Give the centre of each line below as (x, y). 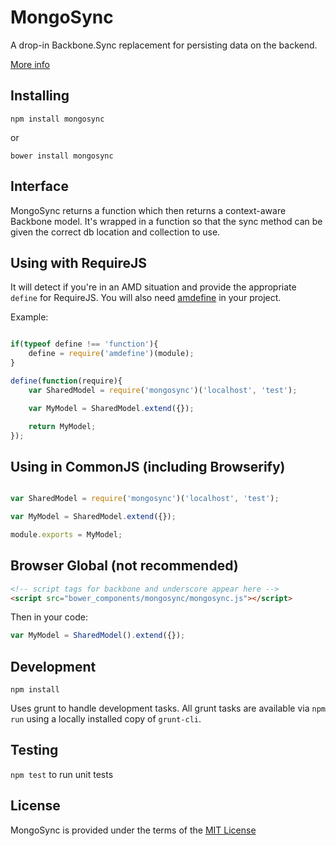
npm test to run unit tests (62, 774)
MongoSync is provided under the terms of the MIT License (133, 830)
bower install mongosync (62, 156)
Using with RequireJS (79, 262)
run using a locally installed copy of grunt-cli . (106, 719)
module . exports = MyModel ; (66, 534)
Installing (40, 96)
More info (30, 64)
